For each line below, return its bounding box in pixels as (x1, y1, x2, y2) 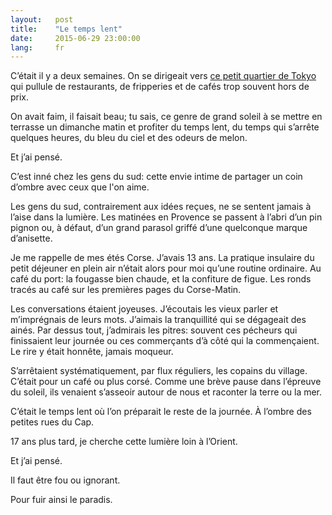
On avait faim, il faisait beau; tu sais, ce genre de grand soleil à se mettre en (10, 111, 323, 123)
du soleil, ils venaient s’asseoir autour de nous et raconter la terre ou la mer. (10, 386, 323, 398)
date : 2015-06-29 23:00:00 (10, 33, 141, 43)
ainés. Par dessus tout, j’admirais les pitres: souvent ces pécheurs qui (10, 324, 298, 336)
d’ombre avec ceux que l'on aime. (10, 181, 150, 193)
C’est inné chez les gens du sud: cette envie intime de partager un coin (10, 171, 303, 183)
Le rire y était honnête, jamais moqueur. (10, 346, 174, 358)
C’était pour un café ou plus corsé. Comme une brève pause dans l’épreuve (10, 376, 322, 388)
